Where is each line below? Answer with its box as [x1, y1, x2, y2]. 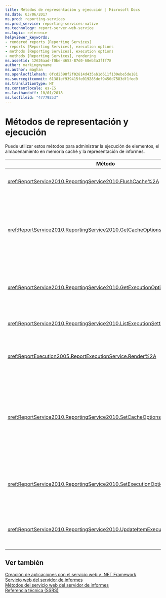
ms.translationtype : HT [5, 81, 54, 86]
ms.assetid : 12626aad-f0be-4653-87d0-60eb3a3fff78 [5, 58, 112, 63]
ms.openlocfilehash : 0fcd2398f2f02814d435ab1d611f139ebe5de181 [5, 72, 138, 77]
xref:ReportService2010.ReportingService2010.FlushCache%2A [7, 178, 160, 185]
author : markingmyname [5, 63, 52, 67]
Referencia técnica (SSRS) [5, 588, 59, 593]
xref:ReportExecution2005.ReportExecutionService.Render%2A [7, 353, 157, 360]
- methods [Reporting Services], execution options [5, 49, 114, 54]
